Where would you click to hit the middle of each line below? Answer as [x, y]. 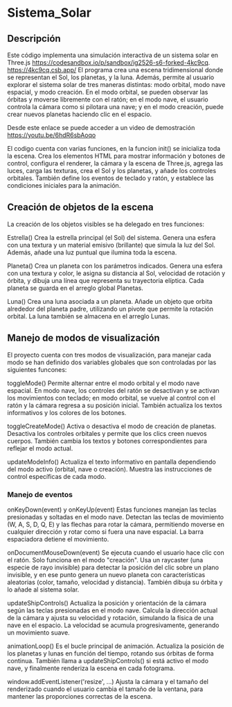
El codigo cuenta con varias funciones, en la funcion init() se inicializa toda [114, 148]
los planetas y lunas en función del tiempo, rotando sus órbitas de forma [110, 653]
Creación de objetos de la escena [80, 208]
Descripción [34, 39]
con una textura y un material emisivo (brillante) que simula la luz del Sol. [111, 245]
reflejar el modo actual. [40, 448]
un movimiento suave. [39, 632]
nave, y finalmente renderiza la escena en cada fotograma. [91, 668]
